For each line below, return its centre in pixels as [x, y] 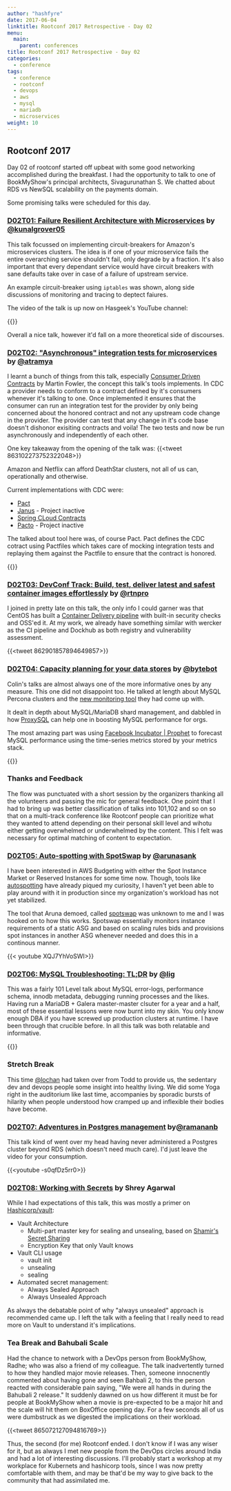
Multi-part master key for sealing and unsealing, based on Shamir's [123, 1231]
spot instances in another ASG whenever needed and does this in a [103, 936]
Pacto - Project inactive [50, 525]
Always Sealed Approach [63, 1290]
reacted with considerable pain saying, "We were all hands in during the [109, 1387]
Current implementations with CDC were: [66, 490]
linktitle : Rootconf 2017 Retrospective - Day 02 [80, 26]
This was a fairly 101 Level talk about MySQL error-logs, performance [106, 989]
